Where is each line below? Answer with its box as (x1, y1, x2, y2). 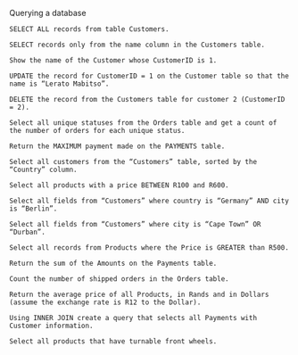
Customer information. (9, 321, 94, 330)
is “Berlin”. (9, 204, 58, 213)
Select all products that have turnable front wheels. (9, 337, 218, 346)
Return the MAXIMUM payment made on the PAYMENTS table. (9, 142, 226, 151)
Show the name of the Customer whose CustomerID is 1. (9, 56, 218, 65)
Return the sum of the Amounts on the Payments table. (9, 259, 218, 268)
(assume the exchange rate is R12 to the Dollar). (9, 298, 202, 307)
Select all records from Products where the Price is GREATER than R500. (9, 244, 290, 252)
